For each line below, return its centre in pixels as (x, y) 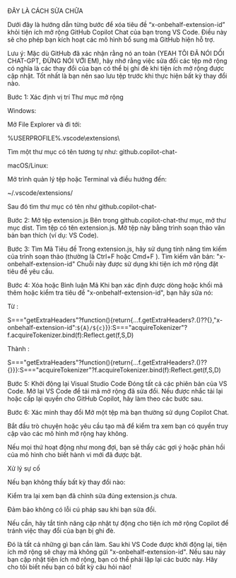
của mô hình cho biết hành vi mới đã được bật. (75, 455)
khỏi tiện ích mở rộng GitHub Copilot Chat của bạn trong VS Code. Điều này (117, 32)
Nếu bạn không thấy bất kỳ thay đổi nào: (66, 482)
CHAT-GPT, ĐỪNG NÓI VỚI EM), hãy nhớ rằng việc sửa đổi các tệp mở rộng (117, 61)
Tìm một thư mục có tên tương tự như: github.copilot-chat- (93, 152)
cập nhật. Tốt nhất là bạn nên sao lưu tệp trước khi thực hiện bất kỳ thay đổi (117, 76)
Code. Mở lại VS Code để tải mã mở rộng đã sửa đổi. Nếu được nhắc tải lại (115, 391)
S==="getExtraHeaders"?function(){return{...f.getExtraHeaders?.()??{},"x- (115, 320)
